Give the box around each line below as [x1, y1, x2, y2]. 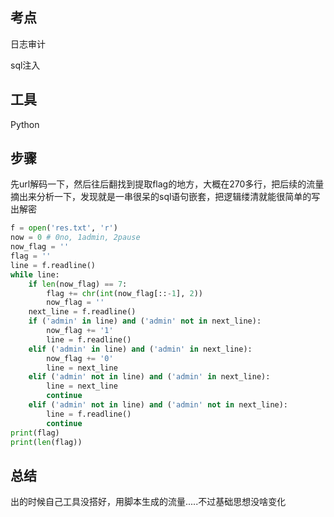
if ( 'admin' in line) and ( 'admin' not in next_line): [28, 316, 262, 327]
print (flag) [10, 428, 60, 438]
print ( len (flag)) [10, 437, 83, 447]
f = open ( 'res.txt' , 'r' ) [10, 223, 118, 233]
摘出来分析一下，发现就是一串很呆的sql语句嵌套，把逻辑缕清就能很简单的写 [10, 191, 321, 203]
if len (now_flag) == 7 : [28, 279, 128, 289]
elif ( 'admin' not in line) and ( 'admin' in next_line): [28, 372, 271, 382]
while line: [10, 269, 60, 280]
